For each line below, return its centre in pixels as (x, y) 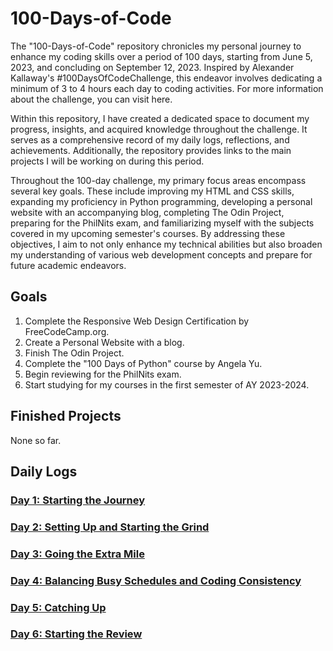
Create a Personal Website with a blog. (104, 342)
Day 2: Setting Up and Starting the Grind (110, 527)
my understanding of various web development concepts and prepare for (161, 254)
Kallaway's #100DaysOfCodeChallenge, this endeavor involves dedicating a (166, 78)
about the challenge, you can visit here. (91, 99)
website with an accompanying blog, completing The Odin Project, (147, 212)
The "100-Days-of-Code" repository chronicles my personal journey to (156, 46)
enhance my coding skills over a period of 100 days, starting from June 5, (161, 56)
